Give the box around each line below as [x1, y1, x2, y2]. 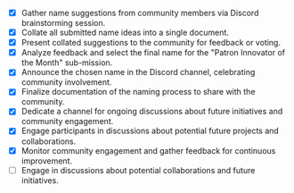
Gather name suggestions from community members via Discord [20, 8, 259, 18]
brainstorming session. [20, 18, 106, 29]
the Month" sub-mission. [20, 57, 113, 68]
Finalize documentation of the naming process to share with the [20, 87, 256, 97]
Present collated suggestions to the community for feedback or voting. [20, 38, 282, 48]
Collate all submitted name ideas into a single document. [20, 27, 229, 38]
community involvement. [20, 77, 112, 88]
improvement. [20, 155, 73, 166]
